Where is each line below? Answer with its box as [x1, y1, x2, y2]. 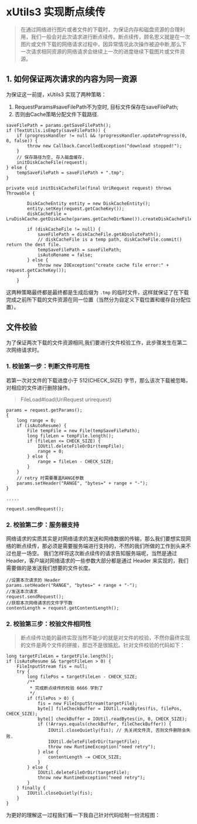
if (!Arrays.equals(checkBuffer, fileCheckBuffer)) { [37, 721, 172, 727]
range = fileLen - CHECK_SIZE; [37, 459, 114, 465]
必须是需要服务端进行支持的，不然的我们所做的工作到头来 [46, 543, 186, 550]
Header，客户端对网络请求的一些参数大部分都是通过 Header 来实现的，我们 [6, 557, 189, 564]
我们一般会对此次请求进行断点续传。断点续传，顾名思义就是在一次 [30, 33, 191, 40]
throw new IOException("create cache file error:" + [37, 262, 169, 268]
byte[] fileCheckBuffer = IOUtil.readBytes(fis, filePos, [37, 706, 182, 712]
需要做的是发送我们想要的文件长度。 [6, 564, 94, 571]
